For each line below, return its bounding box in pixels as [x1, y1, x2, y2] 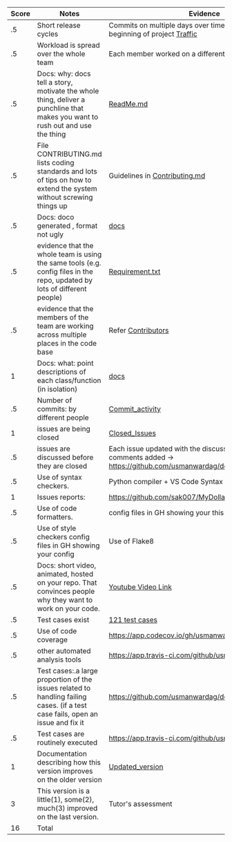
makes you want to [37, 112, 99, 122]
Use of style [37, 523, 77, 533]
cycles [37, 29, 59, 39]
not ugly [37, 230, 64, 239]
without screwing [37, 193, 93, 202]
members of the [37, 312, 89, 322]
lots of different [37, 284, 87, 293]
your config [37, 550, 75, 559]
